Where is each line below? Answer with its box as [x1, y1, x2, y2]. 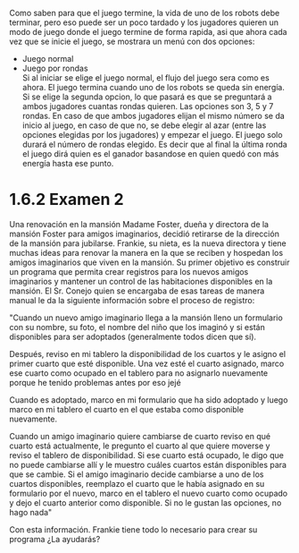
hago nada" [9, 506, 53, 517]
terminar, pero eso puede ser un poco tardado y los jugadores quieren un [9, 17, 279, 28]
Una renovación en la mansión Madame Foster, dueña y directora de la [9, 218, 270, 229]
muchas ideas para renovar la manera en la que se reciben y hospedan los [9, 247, 284, 258]
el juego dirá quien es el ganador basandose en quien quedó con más [21, 149, 279, 159]
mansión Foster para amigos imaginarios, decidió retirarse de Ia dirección [9, 228, 279, 239]
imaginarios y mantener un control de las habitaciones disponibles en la [9, 276, 273, 286]
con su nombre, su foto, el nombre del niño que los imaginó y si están [9, 321, 265, 332]
